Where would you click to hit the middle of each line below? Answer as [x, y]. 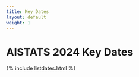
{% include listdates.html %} [41, 68]
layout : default [26, 17]
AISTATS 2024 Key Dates [70, 52]
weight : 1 [18, 23]
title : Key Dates [28, 12]
